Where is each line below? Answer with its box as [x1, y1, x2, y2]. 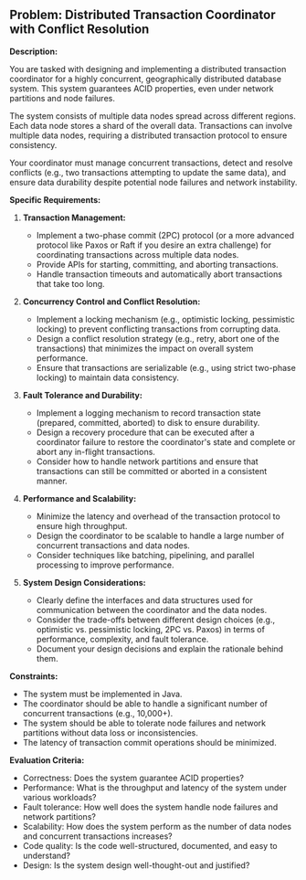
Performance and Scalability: [22, 493, 137, 504]
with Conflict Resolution [9, 22, 150, 37]
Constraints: [9, 671, 58, 682]
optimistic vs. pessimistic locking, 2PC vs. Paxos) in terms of [36, 623, 265, 634]
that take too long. [36, 278, 105, 289]
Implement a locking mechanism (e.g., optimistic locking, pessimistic [36, 313, 295, 324]
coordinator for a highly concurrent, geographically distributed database [9, 73, 281, 84]
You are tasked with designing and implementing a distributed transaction [9, 63, 287, 74]
